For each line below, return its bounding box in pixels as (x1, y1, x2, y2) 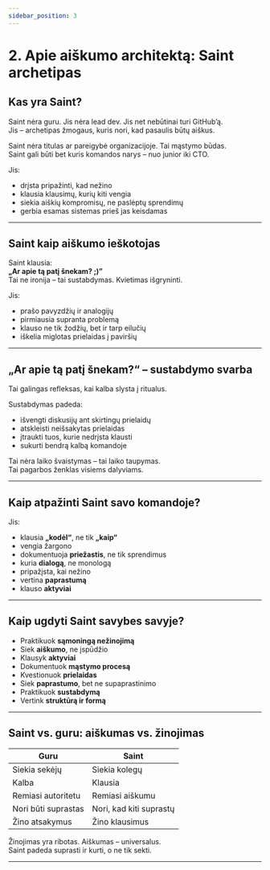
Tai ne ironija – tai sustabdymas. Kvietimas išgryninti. (8, 275, 183, 285)
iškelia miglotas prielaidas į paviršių (19, 332, 137, 341)
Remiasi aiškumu (92, 790, 156, 801)
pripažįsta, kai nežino (19, 567, 91, 577)
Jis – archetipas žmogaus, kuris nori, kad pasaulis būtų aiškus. (8, 125, 215, 135)
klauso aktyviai (19, 584, 72, 594)
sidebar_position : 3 (8, 11, 78, 20)
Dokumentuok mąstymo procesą (19, 661, 131, 671)
